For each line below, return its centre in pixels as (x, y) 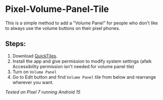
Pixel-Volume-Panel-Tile (57, 9)
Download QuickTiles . (35, 56)
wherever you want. (33, 82)
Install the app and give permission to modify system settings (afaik (82, 61)
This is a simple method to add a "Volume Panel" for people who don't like (82, 23)
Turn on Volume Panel (34, 72)
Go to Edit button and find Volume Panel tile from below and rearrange (84, 77)
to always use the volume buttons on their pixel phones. (63, 28)
